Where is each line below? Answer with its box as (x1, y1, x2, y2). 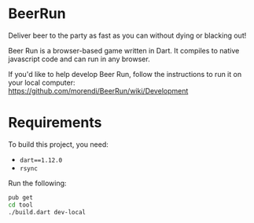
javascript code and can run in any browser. (8, 54, 151, 64)
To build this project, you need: (8, 139, 109, 149)
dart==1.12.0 (19, 156, 63, 164)
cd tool (8, 201, 34, 209)
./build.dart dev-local (8, 208, 87, 216)
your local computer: (8, 78, 76, 87)
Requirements (8, 114, 102, 132)
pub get (8, 193, 34, 201)
